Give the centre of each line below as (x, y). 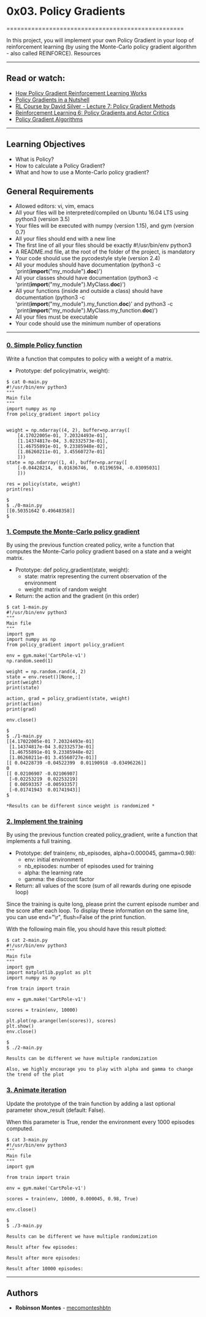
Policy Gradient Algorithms (49, 119)
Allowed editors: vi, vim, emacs (55, 206)
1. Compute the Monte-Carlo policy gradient (73, 531)
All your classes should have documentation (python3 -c (87, 278)
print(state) (23, 688)
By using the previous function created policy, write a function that (90, 545)
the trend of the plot (35, 1075)
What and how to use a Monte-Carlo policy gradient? (82, 172)
